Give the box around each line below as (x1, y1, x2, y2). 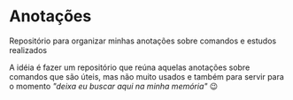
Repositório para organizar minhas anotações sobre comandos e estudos (9, 35, 277, 46)
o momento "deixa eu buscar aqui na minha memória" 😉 (9, 81, 219, 91)
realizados (9, 44, 47, 55)
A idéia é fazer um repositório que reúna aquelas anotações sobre (9, 62, 251, 73)
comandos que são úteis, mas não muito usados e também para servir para (9, 71, 285, 81)
